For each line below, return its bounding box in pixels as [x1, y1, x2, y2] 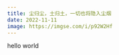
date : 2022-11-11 [7, 16, 57, 23]
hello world [7, 42, 39, 50]
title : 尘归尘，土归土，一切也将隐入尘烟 [7, 10, 112, 17]
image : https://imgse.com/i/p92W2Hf [7, 23, 113, 30]
